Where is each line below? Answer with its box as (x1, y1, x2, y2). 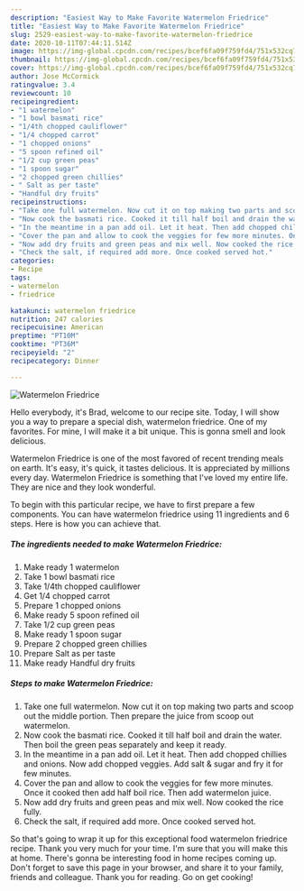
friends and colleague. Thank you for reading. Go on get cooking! (10, 871, 253, 882)
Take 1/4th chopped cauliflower (23, 581, 141, 592)
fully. (23, 806, 42, 817)
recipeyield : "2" (10, 348, 76, 357)
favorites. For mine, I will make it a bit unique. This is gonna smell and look (10, 426, 286, 436)
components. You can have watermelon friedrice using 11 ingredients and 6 (10, 509, 290, 519)
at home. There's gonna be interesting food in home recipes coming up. (10, 852, 278, 863)
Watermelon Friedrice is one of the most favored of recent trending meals (10, 453, 284, 464)
